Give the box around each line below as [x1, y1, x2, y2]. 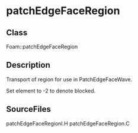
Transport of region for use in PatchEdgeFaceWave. [6, 75, 133, 83]
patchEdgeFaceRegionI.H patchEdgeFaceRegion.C [6, 119, 130, 127]
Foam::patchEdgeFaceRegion [6, 43, 78, 50]
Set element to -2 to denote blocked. [6, 87, 96, 94]
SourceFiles [6, 104, 52, 114]
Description [6, 60, 50, 70]
